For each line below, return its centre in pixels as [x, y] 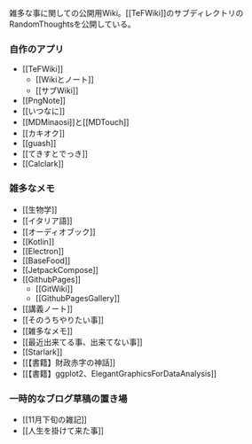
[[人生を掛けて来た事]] [63, 430]
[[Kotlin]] [38, 241]
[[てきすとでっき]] [55, 154]
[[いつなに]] [43, 111]
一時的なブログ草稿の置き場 [68, 399]
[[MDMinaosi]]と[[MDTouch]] [75, 122]
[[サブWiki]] [57, 90]
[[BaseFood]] [46, 261]
